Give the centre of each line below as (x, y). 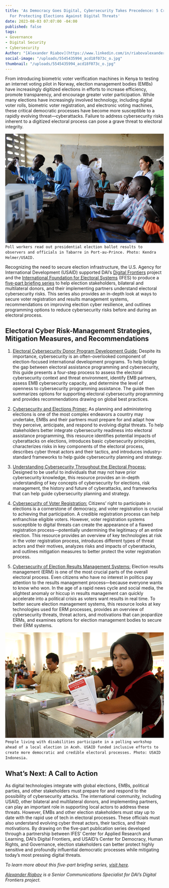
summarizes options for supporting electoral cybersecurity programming (88, 394)
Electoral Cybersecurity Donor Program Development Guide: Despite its (87, 351)
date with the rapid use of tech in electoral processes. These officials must (82, 818)
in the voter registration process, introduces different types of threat (83, 541)
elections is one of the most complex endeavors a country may (78, 414)
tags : (11, 32)
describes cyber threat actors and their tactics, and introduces (77, 452)
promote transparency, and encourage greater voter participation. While (80, 95)
